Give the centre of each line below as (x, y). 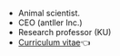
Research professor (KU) (65, 32)
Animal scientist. (49, 13)
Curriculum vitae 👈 (54, 42)
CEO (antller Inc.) (50, 23)
